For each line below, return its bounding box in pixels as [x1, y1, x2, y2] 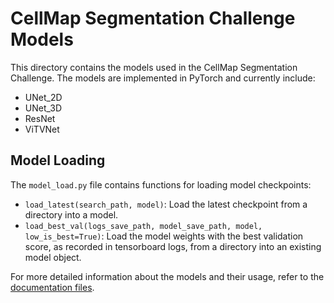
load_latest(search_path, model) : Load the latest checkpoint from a [24, 198, 308, 210]
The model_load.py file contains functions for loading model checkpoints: [10, 178, 312, 191]
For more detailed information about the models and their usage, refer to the [10, 270, 325, 282]
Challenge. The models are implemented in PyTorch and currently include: [10, 72, 316, 84]
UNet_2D [24, 91, 63, 103]
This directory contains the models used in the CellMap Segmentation [10, 61, 298, 73]
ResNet [24, 112, 56, 124]
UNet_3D [24, 102, 63, 114]
